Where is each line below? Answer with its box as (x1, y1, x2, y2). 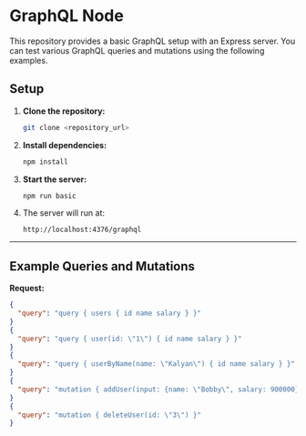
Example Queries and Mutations (9, 259, 196, 274)
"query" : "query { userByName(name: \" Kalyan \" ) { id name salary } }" (17, 360, 296, 369)
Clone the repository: (22, 106, 106, 117)
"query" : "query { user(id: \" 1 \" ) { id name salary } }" (17, 334, 243, 343)
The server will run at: (22, 208, 106, 218)
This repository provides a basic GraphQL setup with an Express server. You (9, 35, 296, 46)
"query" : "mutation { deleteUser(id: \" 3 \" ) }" (17, 411, 202, 420)
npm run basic (22, 191, 76, 200)
